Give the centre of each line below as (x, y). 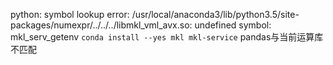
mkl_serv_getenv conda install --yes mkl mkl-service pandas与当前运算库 (167, 37)
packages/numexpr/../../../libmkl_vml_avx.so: (101, 25)
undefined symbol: (233, 25)
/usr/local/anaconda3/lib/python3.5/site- (215, 14)
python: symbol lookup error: (70, 14)
